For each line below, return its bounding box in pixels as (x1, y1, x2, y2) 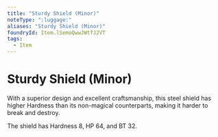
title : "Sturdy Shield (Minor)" (7, 10, 99, 17)
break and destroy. (7, 108, 60, 116)
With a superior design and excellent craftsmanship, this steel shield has (7, 94, 211, 102)
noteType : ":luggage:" (7, 16, 72, 23)
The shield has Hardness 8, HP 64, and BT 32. (7, 121, 138, 130)
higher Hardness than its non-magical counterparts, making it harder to (7, 101, 208, 110)
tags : (7, 36, 23, 42)
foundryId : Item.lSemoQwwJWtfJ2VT (7, 29, 106, 36)
